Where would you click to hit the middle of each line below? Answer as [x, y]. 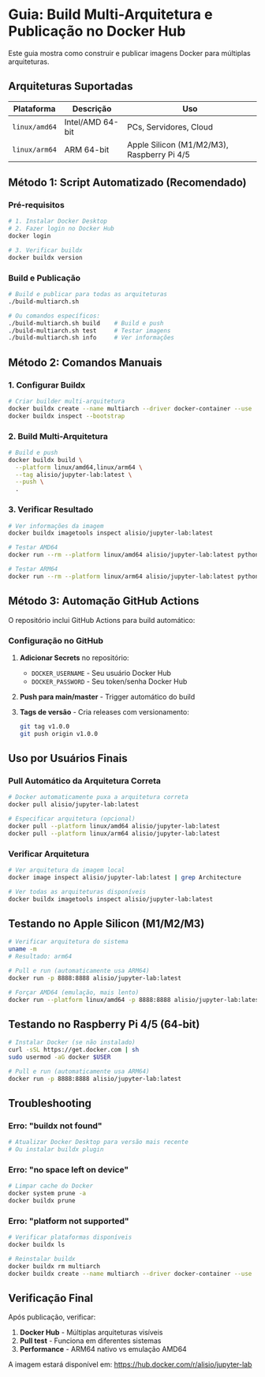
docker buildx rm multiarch [54, 1266]
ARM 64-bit [87, 149]
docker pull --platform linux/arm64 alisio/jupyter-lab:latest [114, 833]
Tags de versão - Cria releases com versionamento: [104, 711]
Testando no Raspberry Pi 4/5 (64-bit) [104, 1024]
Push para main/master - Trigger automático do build [107, 696]
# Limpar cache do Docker [50, 1186]
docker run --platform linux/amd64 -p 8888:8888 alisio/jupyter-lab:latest [135, 1000]
